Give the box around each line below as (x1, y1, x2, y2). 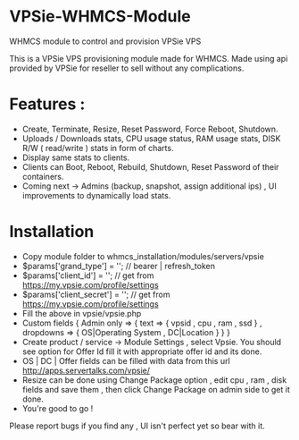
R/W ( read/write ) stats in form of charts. (21, 142, 174, 153)
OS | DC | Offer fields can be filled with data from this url (21, 355, 230, 366)
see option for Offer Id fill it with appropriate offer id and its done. (21, 346, 262, 357)
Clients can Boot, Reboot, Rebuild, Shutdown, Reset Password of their (21, 161, 279, 172)
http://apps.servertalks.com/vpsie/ (21, 365, 150, 376)
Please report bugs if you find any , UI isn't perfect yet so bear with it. (9, 420, 265, 431)
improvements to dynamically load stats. (21, 190, 171, 200)
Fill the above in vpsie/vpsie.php (21, 308, 142, 318)
